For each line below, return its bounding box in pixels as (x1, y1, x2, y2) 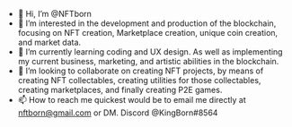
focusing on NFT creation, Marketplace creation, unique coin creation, (17, 28, 279, 38)
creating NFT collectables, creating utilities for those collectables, (17, 75, 261, 85)
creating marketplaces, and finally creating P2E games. (17, 85, 223, 95)
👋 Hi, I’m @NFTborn (17, 9, 93, 19)
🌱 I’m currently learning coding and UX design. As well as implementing (17, 47, 283, 57)
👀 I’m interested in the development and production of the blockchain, (17, 18, 277, 29)
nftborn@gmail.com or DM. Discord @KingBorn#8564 (17, 107, 218, 118)
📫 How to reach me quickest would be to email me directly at (17, 95, 247, 105)
